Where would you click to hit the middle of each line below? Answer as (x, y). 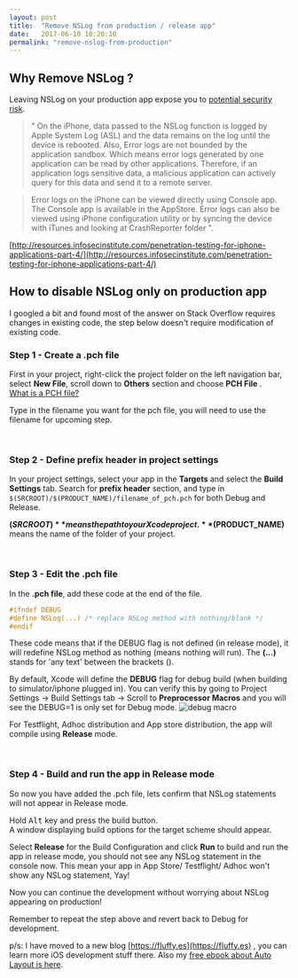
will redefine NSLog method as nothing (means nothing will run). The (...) (143, 653)
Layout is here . (36, 964)
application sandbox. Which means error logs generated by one (147, 154)
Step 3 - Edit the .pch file (63, 575)
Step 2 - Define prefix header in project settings (114, 460)
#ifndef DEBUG (35, 610)
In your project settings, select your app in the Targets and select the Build (146, 479)
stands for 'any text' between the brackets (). (92, 662)
